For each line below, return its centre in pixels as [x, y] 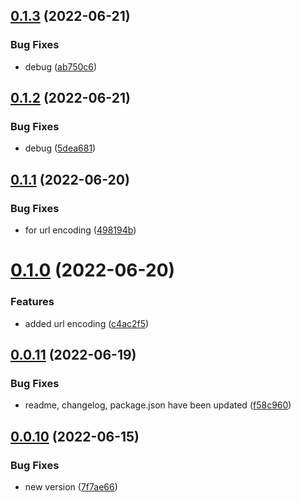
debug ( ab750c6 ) [61, 66]
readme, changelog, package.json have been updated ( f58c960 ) [158, 405]
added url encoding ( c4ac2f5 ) [87, 323]
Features [32, 302]
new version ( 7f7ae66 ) [71, 486]
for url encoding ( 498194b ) [80, 230]
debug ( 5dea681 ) [60, 148]
